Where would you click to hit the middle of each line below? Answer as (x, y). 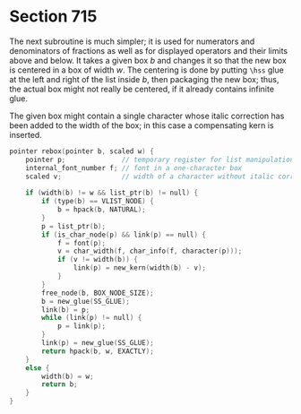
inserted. (26, 134)
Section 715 (53, 17)
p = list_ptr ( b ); (73, 226)
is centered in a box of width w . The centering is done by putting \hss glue (146, 70)
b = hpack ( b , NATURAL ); (101, 210)
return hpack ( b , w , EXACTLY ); (98, 351)
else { (38, 368)
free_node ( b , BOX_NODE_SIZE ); (98, 293)
